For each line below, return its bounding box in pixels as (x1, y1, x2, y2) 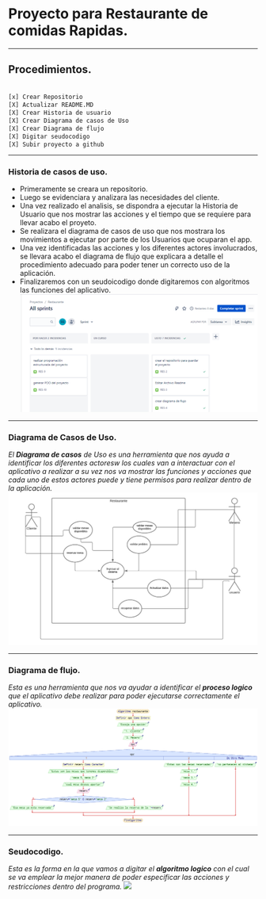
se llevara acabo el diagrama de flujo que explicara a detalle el (19, 251, 224, 262)
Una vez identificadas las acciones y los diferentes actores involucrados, (19, 243, 258, 253)
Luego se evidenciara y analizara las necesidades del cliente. (19, 193, 220, 202)
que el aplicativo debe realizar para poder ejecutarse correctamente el (8, 691, 240, 700)
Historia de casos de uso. (8, 166, 108, 177)
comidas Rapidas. (8, 21, 128, 40)
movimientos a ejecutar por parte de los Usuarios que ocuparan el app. (19, 235, 253, 244)
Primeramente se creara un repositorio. (19, 184, 148, 194)
